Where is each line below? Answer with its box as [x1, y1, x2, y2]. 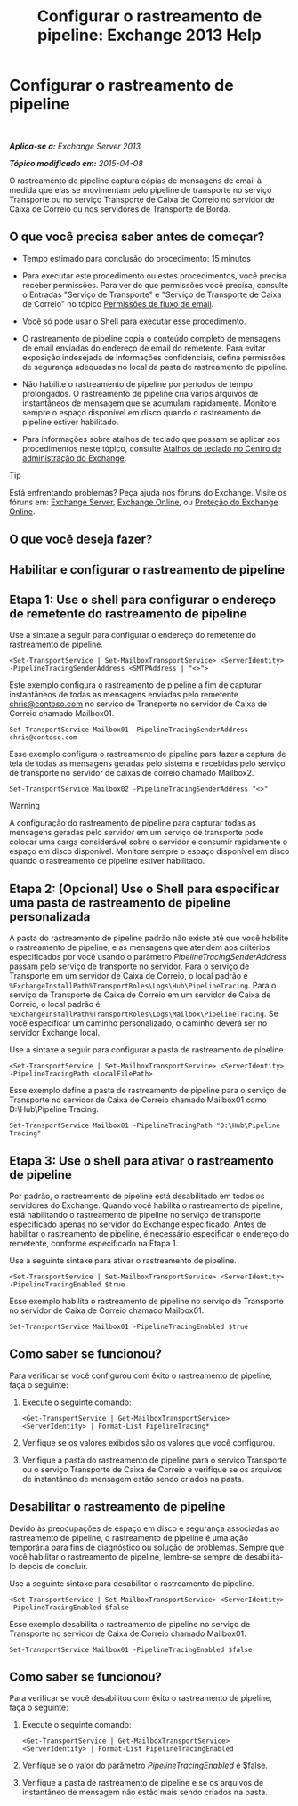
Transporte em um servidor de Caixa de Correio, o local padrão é [9, 971, 248, 981]
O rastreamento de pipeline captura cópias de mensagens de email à [9, 175, 262, 186]
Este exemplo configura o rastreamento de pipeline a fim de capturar [9, 680, 262, 690]
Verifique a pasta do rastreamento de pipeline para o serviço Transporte [21, 1455, 287, 1465]
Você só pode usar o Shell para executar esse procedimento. [21, 316, 246, 327]
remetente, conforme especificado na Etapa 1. [9, 1238, 179, 1248]
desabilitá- [244, 1551, 284, 1562]
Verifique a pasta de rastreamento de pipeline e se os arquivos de [21, 1778, 264, 1788]
